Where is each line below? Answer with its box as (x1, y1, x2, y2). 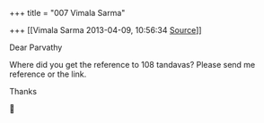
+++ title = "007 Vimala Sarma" (9, 8, 126, 18)
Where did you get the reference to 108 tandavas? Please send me (9, 60, 256, 70)
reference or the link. (9, 69, 87, 79)
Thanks (9, 86, 38, 96)
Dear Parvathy (9, 42, 63, 53)
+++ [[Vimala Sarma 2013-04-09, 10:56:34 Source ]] (9, 25, 202, 35)
